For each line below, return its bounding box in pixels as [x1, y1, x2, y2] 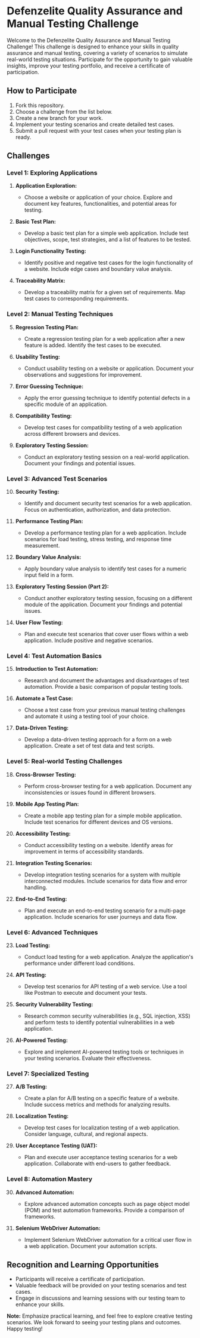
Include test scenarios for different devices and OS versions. [24, 818, 173, 826]
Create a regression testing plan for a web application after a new [24, 335, 185, 342]
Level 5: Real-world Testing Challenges [7, 757, 123, 766]
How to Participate [7, 85, 77, 96]
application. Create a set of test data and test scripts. [24, 743, 155, 750]
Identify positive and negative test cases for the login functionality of [24, 259, 193, 267]
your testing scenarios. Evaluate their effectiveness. [24, 1054, 152, 1062]
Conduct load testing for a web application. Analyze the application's [24, 953, 194, 960]
